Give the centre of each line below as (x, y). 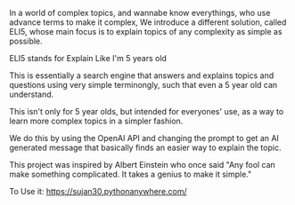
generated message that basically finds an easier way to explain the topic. (145, 147)
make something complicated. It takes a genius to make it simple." (131, 174)
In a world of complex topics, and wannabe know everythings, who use (140, 13)
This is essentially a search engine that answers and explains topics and (142, 75)
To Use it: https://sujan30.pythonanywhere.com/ (98, 191)
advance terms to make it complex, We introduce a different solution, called (148, 22)
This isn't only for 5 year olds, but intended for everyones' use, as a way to (147, 111)
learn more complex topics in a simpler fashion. (96, 121)
